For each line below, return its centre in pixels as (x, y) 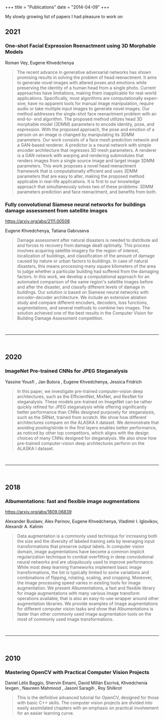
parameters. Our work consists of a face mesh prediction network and (88, 140)
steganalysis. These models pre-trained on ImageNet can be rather (84, 401)
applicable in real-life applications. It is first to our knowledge (78, 181)
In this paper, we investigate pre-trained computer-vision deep (80, 391)
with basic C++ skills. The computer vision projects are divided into (85, 703)
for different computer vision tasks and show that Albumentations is (85, 609)
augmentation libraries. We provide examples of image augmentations (87, 604)
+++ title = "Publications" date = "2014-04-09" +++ (57, 7)
